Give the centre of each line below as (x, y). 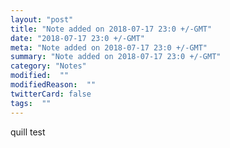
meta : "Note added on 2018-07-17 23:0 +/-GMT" (109, 47)
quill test (28, 132)
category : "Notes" (48, 66)
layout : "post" (42, 19)
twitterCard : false (51, 94)
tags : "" (31, 103)
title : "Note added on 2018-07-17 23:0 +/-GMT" (111, 29)
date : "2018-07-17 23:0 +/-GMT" (77, 38)
